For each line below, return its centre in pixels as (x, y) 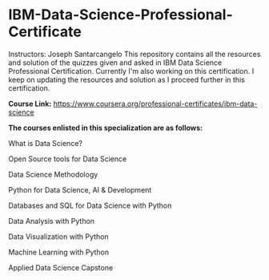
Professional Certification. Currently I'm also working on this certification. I (131, 71)
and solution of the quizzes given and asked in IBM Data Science (115, 63)
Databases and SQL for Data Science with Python (90, 205)
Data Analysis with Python (51, 221)
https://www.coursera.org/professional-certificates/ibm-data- (155, 103)
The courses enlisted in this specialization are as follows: (106, 128)
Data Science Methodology (53, 174)
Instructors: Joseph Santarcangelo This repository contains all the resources (134, 54)
